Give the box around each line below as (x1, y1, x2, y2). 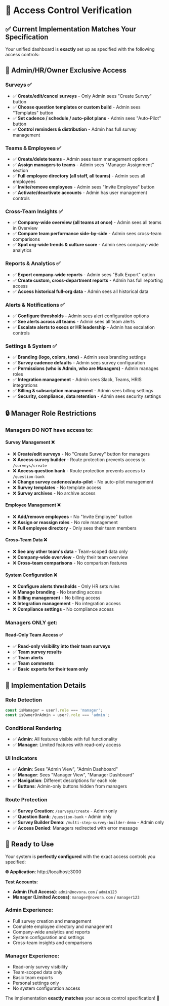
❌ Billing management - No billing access (12, 595, 101, 601)
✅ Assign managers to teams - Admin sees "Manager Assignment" (12, 162, 154, 168)
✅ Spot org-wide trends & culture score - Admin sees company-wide (12, 242, 159, 248)
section (12, 167, 28, 173)
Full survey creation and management (12, 918, 92, 924)
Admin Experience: (5, 907, 53, 914)
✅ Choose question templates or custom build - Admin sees (12, 104, 141, 110)
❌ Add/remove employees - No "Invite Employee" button (12, 513, 133, 519)
